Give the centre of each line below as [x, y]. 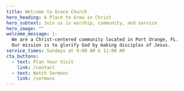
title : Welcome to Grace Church [47, 12]
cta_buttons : [23, 56]
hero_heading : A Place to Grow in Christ [59, 17]
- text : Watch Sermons [40, 73]
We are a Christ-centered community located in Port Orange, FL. [95, 40]
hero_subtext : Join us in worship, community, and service [82, 23]
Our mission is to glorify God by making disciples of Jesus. [91, 45]
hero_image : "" [25, 28]
